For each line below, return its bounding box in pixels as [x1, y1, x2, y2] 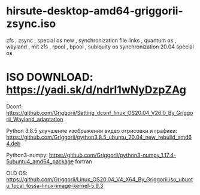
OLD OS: [6, 169, 28, 176]
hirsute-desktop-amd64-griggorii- [6, 4, 184, 18]
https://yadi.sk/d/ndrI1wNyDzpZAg [6, 83, 187, 97]
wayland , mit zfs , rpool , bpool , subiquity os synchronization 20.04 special [6, 43, 195, 50]
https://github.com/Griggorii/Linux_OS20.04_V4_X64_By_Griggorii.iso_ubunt [6, 175, 193, 183]
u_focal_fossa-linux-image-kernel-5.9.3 [6, 182, 104, 189]
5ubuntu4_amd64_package [6, 157, 74, 165]
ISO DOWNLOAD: [6, 71, 93, 84]
